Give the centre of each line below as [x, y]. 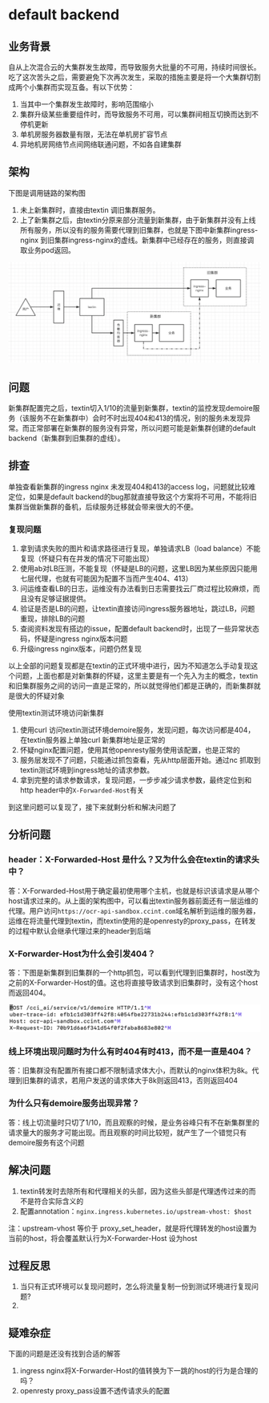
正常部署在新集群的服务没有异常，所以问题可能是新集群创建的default [143, 428]
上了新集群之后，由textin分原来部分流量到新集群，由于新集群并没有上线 [138, 220]
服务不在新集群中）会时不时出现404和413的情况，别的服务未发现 [137, 418]
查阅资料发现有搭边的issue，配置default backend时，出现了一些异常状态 [140, 629]
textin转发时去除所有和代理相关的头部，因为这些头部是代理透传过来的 [134, 1191]
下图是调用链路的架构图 [47, 193]
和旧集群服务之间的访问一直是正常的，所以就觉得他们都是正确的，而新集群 [131, 686]
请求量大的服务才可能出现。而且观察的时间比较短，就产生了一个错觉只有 [127, 1132]
